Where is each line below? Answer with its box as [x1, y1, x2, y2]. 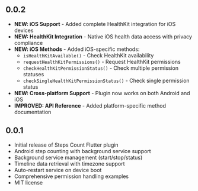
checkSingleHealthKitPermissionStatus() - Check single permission [23, 77, 190, 84]
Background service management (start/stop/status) [14, 154, 143, 161]
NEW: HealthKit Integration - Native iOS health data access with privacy [14, 33, 192, 40]
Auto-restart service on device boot [14, 166, 102, 173]
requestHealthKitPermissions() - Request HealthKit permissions [23, 58, 181, 65]
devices [14, 27, 34, 34]
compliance [14, 39, 43, 46]
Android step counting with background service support [14, 147, 152, 154]
